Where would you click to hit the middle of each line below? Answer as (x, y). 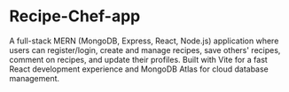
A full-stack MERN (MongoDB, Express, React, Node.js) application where (144, 41)
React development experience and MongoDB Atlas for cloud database (139, 69)
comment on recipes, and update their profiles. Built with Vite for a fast (138, 59)
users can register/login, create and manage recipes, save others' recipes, (145, 50)
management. (35, 78)
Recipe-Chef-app (75, 16)
